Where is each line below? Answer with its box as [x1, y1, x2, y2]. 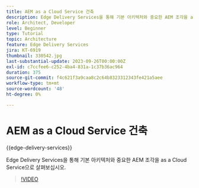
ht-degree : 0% [6, 91, 41, 97]
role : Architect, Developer [6, 20, 76, 26]
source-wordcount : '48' [6, 86, 65, 92]
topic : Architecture [6, 36, 57, 42]
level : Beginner [6, 25, 46, 31]
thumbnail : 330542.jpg [6, 53, 62, 59]
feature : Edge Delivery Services [6, 42, 89, 48]
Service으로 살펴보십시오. [6, 164, 66, 171]
